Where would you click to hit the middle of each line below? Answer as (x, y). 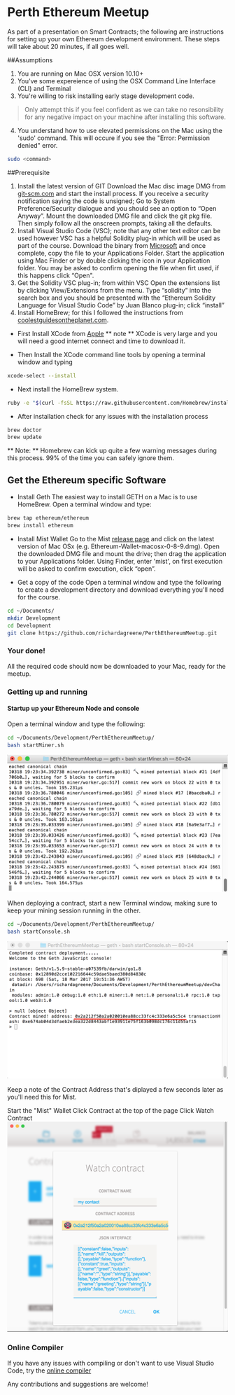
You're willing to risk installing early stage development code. (106, 96)
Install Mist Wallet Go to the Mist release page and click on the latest (116, 539)
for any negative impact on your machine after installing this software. (125, 117)
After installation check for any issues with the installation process (113, 416)
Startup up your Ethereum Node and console (73, 709)
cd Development (29, 625)
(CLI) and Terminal (44, 88)
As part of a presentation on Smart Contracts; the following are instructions (115, 32)
